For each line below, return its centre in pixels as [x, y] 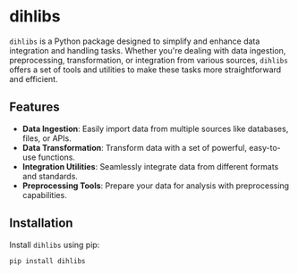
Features [34, 108]
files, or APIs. [47, 138]
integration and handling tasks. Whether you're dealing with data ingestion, [148, 50]
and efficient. [34, 79]
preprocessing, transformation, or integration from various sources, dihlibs [149, 60]
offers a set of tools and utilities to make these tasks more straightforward [145, 70]
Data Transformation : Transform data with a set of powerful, [135, 147]
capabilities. [44, 195]
